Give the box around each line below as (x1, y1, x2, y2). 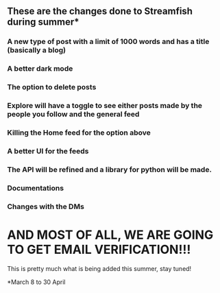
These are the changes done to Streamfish (7, 6, 193, 17)
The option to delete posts (7, 83, 97, 92)
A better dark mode (7, 64, 73, 74)
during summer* (7, 17, 80, 28)
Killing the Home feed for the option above (7, 128, 151, 137)
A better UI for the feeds (7, 146, 89, 155)
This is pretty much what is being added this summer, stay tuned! (7, 264, 192, 272)
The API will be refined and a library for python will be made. (7, 164, 212, 174)
